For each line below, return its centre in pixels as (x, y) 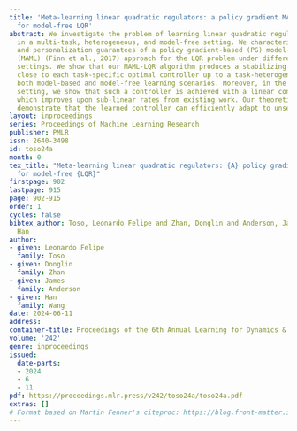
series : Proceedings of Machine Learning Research (104, 125)
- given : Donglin (41, 265)
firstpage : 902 (37, 182)
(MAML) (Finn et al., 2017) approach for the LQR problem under (138, 58)
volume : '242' (35, 338)
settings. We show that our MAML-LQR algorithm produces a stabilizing (152, 67)
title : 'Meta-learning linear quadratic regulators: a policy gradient (144, 17)
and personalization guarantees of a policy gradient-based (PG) (140, 50)
